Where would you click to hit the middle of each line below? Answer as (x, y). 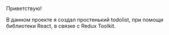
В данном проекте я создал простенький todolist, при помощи (85, 20)
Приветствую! (24, 8)
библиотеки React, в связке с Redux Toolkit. (61, 26)
